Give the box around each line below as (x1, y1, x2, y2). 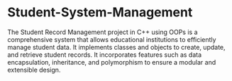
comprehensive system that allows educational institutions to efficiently (7, 35, 216, 43)
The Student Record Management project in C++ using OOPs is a (7, 28, 198, 36)
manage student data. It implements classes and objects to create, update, (7, 43, 226, 51)
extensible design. (7, 65, 61, 74)
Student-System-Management (7, 4, 193, 21)
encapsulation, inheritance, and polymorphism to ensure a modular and (7, 58, 216, 66)
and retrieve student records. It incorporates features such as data (7, 50, 202, 59)
